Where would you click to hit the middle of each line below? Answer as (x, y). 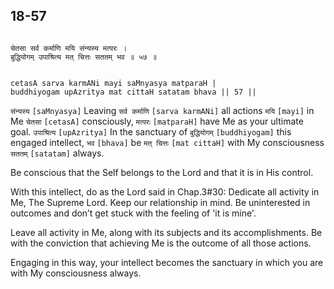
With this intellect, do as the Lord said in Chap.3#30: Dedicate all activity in (165, 191)
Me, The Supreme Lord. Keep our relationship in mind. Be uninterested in (160, 202)
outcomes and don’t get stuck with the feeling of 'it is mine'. (133, 213)
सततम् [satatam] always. (57, 153)
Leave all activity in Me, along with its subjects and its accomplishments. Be (166, 232)
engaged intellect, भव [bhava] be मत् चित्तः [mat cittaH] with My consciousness (167, 142)
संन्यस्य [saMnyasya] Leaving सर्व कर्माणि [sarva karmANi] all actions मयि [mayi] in (162, 110)
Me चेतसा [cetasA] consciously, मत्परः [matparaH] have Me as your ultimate (157, 121)
